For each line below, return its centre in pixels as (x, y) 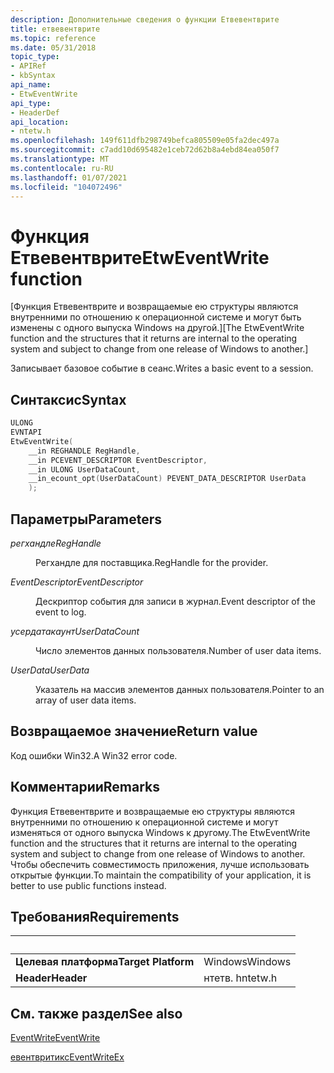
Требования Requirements (95, 916)
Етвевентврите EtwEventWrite (140, 257)
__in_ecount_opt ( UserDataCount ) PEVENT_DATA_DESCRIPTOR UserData (167, 479)
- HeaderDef (35, 112)
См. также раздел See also (96, 1013)
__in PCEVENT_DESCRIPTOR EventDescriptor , (118, 460)
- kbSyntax (33, 76)
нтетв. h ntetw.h (240, 978)
